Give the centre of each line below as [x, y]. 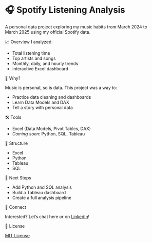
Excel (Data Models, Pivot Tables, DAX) [51, 129]
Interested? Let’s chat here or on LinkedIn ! [47, 217]
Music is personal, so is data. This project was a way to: [61, 88]
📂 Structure [17, 143]
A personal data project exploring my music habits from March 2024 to [76, 27]
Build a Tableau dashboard [39, 192]
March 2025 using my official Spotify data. [48, 32]
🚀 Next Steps [18, 177]
